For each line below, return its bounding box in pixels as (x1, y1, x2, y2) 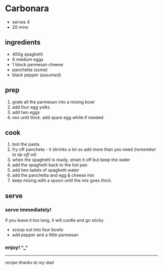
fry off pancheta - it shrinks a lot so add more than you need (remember (12, 146, 156, 152)
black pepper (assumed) (12, 72, 62, 78)
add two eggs (12, 109, 40, 115)
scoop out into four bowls (12, 227, 64, 233)
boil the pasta (12, 142, 40, 147)
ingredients (5, 38, 41, 47)
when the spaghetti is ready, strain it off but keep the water (12, 157, 130, 163)
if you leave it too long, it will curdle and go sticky (5, 217, 104, 223)
